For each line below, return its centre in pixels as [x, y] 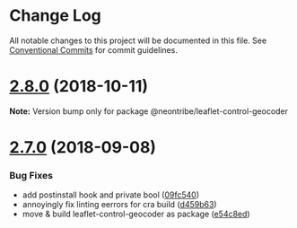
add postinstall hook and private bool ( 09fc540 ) [111, 195]
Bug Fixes [31, 175]
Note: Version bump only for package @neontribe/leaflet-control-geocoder [149, 111]
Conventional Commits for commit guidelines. [93, 49]
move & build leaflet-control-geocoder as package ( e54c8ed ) [136, 214]
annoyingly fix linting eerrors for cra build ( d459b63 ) [119, 205]
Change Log [55, 16]
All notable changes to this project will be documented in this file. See [138, 40]
